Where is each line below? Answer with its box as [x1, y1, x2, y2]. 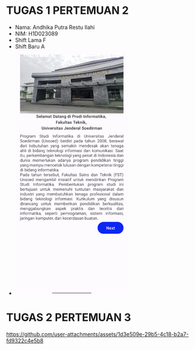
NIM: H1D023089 [14, 30, 58, 37]
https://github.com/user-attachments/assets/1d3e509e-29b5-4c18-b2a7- [6, 330, 189, 338]
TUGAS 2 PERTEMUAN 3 [6, 310, 131, 324]
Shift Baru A [14, 43, 45, 50]
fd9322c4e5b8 [6, 337, 44, 344]
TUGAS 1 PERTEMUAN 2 [6, 4, 129, 17]
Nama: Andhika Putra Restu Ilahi [14, 24, 95, 31]
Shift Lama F [14, 36, 46, 43]
